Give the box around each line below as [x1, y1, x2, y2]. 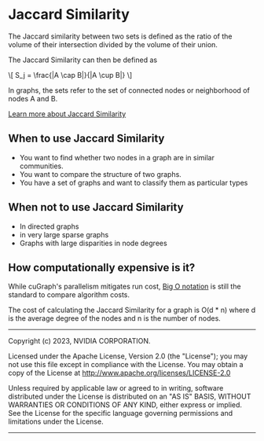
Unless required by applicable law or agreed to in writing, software [8, 384, 224, 393]
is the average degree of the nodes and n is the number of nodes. [8, 314, 222, 323]
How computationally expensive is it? [8, 261, 196, 274]
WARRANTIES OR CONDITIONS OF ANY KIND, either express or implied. [8, 400, 242, 410]
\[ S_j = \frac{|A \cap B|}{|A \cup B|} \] [8, 70, 133, 79]
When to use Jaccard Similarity [8, 132, 165, 145]
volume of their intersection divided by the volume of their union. [8, 39, 218, 49]
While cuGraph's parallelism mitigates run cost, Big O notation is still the [8, 281, 241, 292]
